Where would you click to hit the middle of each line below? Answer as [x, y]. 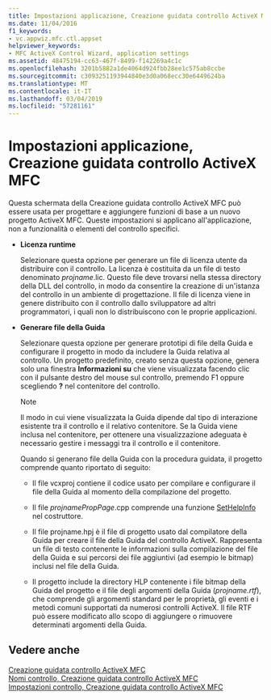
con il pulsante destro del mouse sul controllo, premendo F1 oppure [132, 378]
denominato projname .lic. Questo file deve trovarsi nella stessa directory [141, 278]
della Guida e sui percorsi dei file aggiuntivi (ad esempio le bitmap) [143, 558]
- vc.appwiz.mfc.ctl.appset [56, 38]
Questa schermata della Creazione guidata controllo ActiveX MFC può [125, 203]
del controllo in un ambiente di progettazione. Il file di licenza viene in [135, 295]
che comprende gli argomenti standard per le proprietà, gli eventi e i [145, 599]
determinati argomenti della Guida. [90, 625]
